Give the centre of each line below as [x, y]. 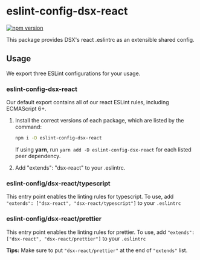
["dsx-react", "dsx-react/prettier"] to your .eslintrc [76, 238]
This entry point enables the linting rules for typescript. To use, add [90, 197]
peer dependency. [38, 156]
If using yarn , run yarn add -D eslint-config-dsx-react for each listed [103, 149]
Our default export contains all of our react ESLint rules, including [88, 102]
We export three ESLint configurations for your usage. [73, 73]
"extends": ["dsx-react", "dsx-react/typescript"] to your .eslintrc [94, 203]
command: [28, 127]
